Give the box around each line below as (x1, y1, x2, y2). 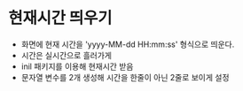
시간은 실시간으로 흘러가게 (20, 49, 113, 60)
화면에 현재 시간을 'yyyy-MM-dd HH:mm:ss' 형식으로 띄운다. (20, 39, 235, 49)
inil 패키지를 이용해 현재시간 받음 (20, 61, 134, 72)
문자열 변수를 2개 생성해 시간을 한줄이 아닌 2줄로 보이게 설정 (20, 72, 230, 82)
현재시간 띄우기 (8, 8, 113, 28)
